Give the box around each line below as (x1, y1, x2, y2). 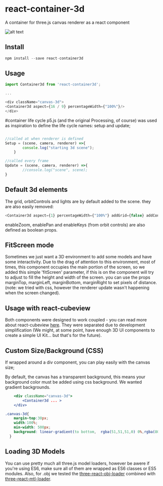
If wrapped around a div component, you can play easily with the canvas (5, 359, 150, 365)
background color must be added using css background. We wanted (5, 379, 142, 385)
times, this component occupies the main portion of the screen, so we (5, 264, 145, 270)
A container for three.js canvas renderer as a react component (5, 19, 130, 25)
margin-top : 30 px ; (14, 416, 49, 421)
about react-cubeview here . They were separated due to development (5, 322, 146, 328)
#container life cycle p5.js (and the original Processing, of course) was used (5, 117, 157, 123)
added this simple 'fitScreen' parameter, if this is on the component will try (5, 269, 154, 275)
